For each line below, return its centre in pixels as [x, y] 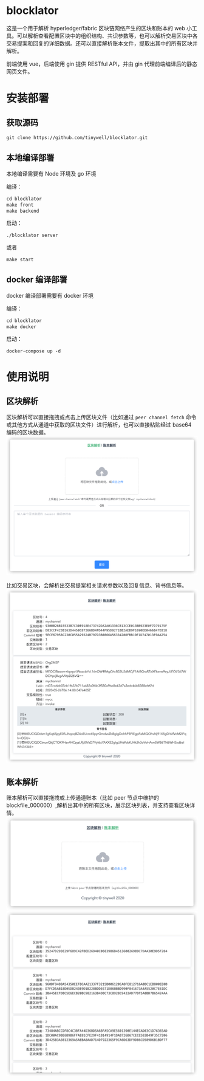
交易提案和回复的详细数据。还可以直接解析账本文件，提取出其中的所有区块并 [102, 43]
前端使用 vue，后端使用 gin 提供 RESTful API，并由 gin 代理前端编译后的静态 [102, 64]
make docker [21, 327]
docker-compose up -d [34, 351]
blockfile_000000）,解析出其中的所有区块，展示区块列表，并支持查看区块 [98, 805]
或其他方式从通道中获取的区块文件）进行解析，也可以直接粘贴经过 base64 [99, 424]
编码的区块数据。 [28, 432]
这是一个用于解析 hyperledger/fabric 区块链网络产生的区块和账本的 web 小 [99, 28]
